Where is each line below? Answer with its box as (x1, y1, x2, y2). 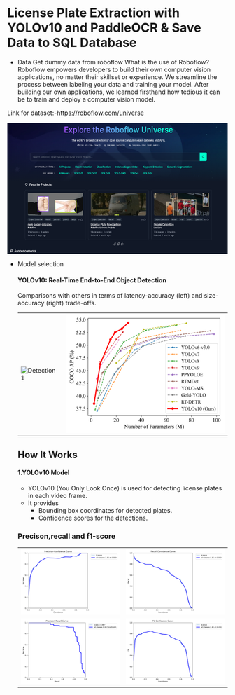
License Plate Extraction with (7, 5, 180, 21)
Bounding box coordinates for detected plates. (38, 506, 173, 514)
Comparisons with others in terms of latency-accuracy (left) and (17, 291, 203, 300)
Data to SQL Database (7, 35, 137, 50)
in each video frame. (27, 491, 87, 500)
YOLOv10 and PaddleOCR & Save (7, 20, 201, 36)
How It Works (17, 448, 78, 460)
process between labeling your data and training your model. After (17, 80, 209, 88)
